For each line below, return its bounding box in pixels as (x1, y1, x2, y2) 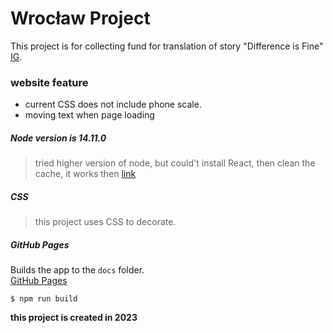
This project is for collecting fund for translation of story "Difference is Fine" (10, 40, 324, 52)
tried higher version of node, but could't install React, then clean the (34, 157, 316, 169)
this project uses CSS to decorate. (34, 216, 177, 228)
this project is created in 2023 (10, 312, 138, 324)
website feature (10, 75, 89, 89)
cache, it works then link (34, 168, 137, 180)
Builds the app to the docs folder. (10, 264, 145, 276)
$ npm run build (10, 294, 78, 304)
